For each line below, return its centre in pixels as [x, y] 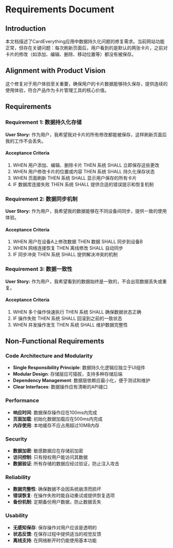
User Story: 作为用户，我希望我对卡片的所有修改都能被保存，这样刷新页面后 [86, 134]
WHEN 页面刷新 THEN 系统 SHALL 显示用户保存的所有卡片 [75, 178]
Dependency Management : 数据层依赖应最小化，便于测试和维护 [81, 380]
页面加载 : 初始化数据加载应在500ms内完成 [58, 419]
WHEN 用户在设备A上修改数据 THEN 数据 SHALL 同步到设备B [78, 242]
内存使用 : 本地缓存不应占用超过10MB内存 [56, 425]
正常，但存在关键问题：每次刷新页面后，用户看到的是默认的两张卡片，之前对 [86, 48]
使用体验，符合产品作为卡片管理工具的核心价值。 [57, 90]
